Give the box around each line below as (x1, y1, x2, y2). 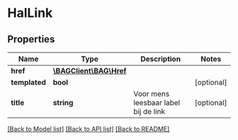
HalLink (7, 5, 53, 21)
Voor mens (133, 89, 170, 98)
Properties (7, 33, 55, 45)
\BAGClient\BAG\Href (52, 66, 127, 76)
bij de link (133, 107, 165, 116)
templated (11, 78, 46, 87)
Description (140, 54, 181, 64)
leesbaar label (133, 98, 181, 107)
